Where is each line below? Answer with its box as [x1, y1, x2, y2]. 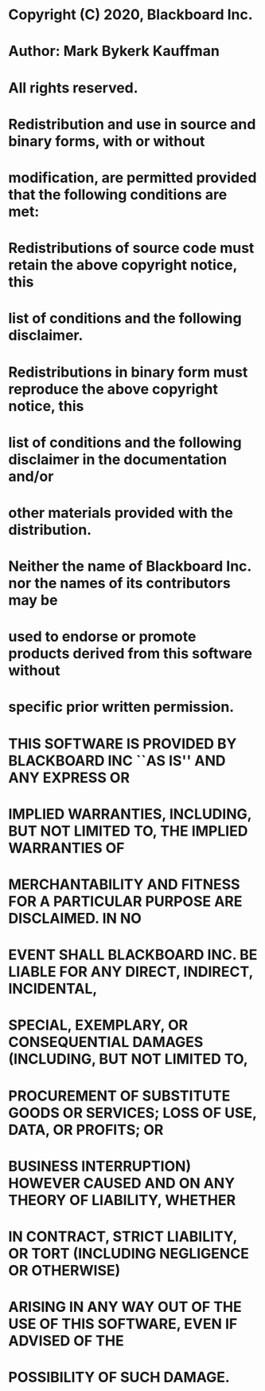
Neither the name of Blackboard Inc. [8, 557, 252, 575]
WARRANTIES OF [8, 839, 125, 857]
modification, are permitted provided [8, 168, 257, 187]
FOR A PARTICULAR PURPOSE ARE [8, 892, 243, 911]
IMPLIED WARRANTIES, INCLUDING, [8, 804, 252, 823]
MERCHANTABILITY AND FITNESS [8, 875, 240, 893]
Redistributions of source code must [8, 239, 255, 257]
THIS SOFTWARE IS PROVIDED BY [8, 734, 237, 753]
